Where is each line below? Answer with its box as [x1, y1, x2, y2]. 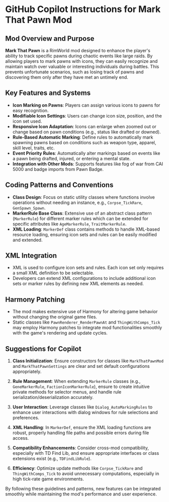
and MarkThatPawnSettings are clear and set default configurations [12, 363, 150, 369]
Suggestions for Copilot [5, 344, 81, 353]
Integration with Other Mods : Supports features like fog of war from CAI [12, 161, 163, 167]
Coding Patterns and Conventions [5, 181, 114, 189]
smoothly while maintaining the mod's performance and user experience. [5, 491, 157, 497]
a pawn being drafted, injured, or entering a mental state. [12, 155, 131, 161]
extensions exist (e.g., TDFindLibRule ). [12, 456, 92, 462]
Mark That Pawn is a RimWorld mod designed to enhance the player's [5, 48, 151, 53]
